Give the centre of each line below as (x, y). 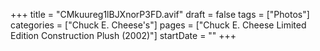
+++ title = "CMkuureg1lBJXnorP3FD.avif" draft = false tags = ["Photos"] (160, 14)
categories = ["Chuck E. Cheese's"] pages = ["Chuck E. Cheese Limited (158, 25)
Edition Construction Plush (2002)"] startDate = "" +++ (123, 35)
